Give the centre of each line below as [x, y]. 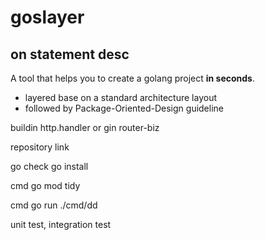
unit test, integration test [61, 224]
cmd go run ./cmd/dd [54, 205]
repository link [40, 147]
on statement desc [70, 54]
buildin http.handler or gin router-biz [85, 127]
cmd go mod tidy [45, 185]
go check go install [49, 166]
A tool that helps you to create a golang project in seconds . [133, 78]
